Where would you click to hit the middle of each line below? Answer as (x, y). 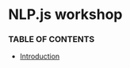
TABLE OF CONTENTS (52, 40)
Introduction (40, 56)
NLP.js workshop (65, 15)
